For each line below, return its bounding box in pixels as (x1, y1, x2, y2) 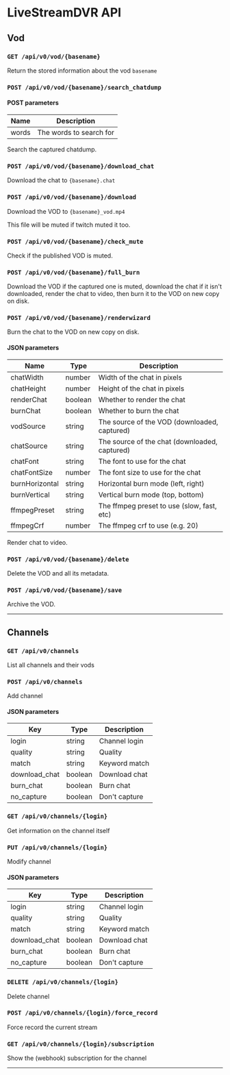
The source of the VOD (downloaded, (98, 417, 218, 426)
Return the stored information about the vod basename (7, 66, 157, 75)
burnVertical (10, 490, 50, 499)
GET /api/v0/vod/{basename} (7, 53, 101, 60)
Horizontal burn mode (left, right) (98, 478, 205, 488)
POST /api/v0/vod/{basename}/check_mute (7, 238, 144, 245)
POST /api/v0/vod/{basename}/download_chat (7, 162, 155, 170)
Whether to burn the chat (98, 406, 179, 415)
